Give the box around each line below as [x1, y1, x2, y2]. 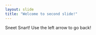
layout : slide [5, 7, 34, 12]
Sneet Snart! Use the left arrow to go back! [5, 24, 92, 30]
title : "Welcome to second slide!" [5, 12, 78, 16]
